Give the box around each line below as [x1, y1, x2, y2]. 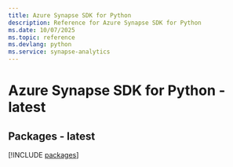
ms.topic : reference [8, 33, 76, 42]
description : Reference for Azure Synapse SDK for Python [8, 19, 202, 27]
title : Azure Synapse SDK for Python [8, 11, 132, 20]
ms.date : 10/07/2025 [8, 26, 76, 34]
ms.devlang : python [8, 41, 72, 49]
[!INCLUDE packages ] [8, 151, 79, 159]
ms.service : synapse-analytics [8, 48, 111, 56]
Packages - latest [8, 129, 96, 143]
